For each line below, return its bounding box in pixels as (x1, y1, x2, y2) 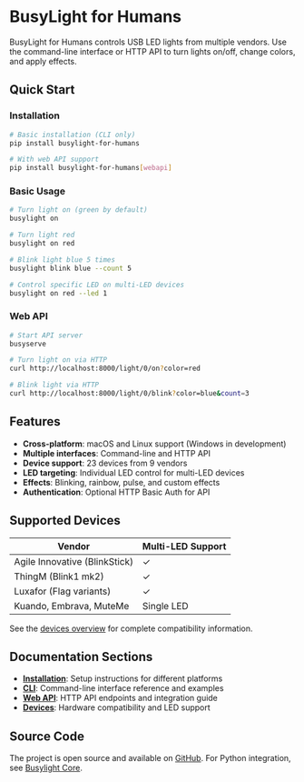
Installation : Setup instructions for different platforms (22, 673, 223, 684)
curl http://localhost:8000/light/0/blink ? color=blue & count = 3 (9, 389, 250, 398)
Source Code (9, 728, 84, 744)
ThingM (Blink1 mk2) (14, 570, 104, 583)
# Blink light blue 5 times (9, 255, 116, 265)
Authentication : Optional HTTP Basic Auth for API (22, 486, 211, 497)
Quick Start (9, 82, 75, 97)
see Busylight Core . (9, 762, 83, 774)
